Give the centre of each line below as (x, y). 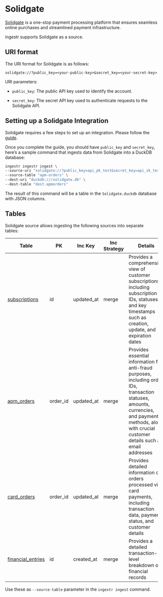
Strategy (114, 249)
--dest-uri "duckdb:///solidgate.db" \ (45, 180)
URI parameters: (21, 81)
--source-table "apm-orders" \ (37, 175)
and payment (143, 416)
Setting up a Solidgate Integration (57, 121)
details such (142, 440)
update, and (142, 330)
